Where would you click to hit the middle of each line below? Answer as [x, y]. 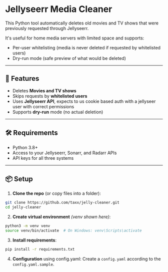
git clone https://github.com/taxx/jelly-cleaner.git [62, 203]
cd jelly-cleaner [23, 207]
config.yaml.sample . [33, 264]
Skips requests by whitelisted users [50, 96]
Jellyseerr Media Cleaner [59, 9]
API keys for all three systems [43, 158]
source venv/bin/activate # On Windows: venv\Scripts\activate [73, 231]
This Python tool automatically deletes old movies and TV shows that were [82, 23]
